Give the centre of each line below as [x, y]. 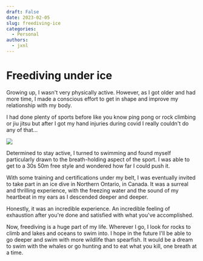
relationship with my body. [39, 105]
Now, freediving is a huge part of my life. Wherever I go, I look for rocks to [98, 226]
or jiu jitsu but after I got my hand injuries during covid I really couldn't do [98, 123]
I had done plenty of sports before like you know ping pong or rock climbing [101, 117]
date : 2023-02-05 [28, 18]
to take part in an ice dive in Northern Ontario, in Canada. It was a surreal [98, 184]
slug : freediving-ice [34, 23]
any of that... [22, 130]
